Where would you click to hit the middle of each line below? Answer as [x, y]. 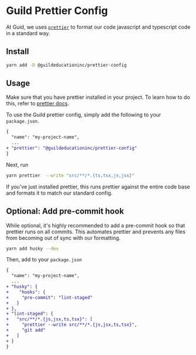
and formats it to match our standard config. [59, 193]
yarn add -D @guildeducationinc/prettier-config [66, 65]
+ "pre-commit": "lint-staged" [49, 297]
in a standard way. [28, 33]
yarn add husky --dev [32, 249]
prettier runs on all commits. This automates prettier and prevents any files [96, 232]
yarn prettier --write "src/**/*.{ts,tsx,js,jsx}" [70, 175]
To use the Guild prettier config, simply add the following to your [84, 115]
